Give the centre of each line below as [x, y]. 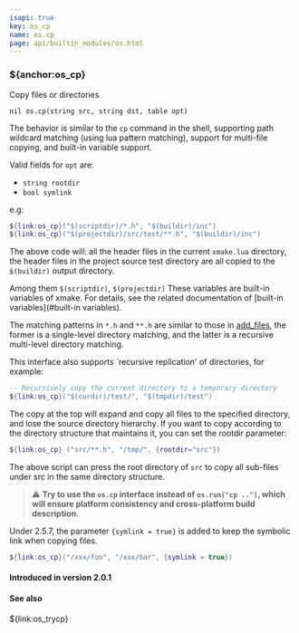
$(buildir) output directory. [62, 271]
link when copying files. [53, 541]
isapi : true [32, 18]
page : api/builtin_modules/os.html [77, 43]
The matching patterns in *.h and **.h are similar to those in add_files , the [148, 325]
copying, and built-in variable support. [81, 147]
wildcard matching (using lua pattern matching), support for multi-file [139, 138]
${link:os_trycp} [39, 619]
